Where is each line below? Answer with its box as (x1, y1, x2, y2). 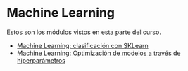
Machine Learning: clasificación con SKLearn (16, 41, 149, 49)
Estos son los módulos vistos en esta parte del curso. (6, 28, 161, 36)
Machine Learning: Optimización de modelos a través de (16, 49, 181, 57)
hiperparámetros (16, 56, 66, 64)
